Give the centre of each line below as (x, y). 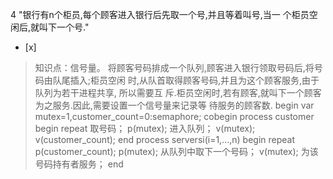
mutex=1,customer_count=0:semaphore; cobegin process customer (174, 116)
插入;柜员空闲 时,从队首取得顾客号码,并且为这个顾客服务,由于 (194, 80)
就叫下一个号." (60, 27)
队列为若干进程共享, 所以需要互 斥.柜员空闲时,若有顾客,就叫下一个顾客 (178, 92)
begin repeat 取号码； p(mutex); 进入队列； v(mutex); (145, 128)
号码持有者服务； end (79, 164)
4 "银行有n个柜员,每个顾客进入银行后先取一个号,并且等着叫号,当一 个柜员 (160, 14)
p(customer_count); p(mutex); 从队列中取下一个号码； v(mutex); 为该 (176, 151)
